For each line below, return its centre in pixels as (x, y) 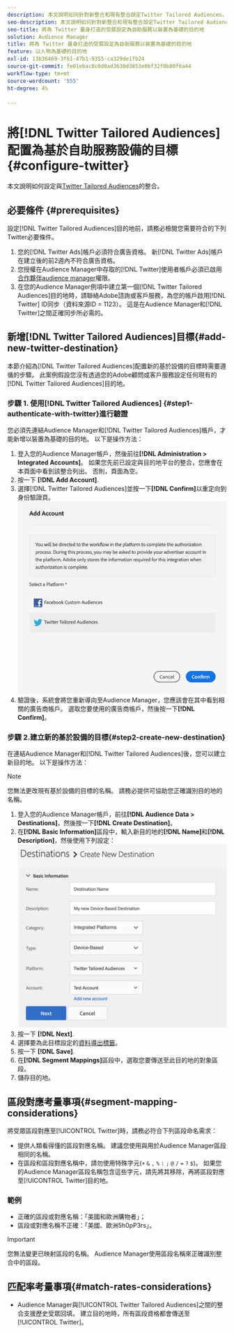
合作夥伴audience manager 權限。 (65, 278)
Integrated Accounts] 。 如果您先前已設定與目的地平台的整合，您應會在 (120, 462)
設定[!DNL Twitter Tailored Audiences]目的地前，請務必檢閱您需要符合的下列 (117, 228)
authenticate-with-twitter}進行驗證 (68, 414)
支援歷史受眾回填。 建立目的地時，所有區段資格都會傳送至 (107, 1313)
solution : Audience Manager (48, 37)
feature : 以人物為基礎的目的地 (47, 52)
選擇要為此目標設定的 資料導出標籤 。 (69, 1043)
